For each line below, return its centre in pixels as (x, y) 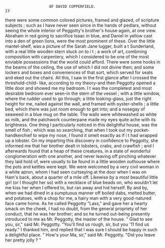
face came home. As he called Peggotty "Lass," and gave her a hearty (76, 203)
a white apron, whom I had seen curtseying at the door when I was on (76, 172)
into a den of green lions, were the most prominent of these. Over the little (80, 41)
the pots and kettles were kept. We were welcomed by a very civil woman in (82, 167)
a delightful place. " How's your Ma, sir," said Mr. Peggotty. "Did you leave (80, 235)
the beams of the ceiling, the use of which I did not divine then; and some (80, 67)
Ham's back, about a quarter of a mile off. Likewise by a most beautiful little (82, 177)
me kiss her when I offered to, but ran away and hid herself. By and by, (77, 188)
